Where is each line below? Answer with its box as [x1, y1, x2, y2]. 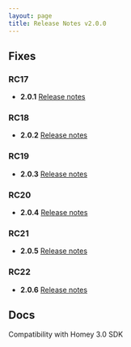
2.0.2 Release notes [19, 130, 88, 140]
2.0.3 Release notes [19, 169, 87, 179]
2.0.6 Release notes [19, 285, 87, 294]
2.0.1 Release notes [19, 92, 86, 102]
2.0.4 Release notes [19, 208, 88, 218]
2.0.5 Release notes [19, 246, 87, 256]
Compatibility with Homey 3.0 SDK [8, 329, 124, 340]
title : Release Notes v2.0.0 [8, 19, 107, 28]
